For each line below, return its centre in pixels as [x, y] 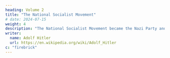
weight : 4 [16, 24]
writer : [13, 33]
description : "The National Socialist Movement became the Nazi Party [81, 29]
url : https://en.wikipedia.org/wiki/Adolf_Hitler [63, 43]
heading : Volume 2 [25, 10]
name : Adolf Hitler [30, 38]
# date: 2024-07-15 [26, 19]
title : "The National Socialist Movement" [51, 15]
